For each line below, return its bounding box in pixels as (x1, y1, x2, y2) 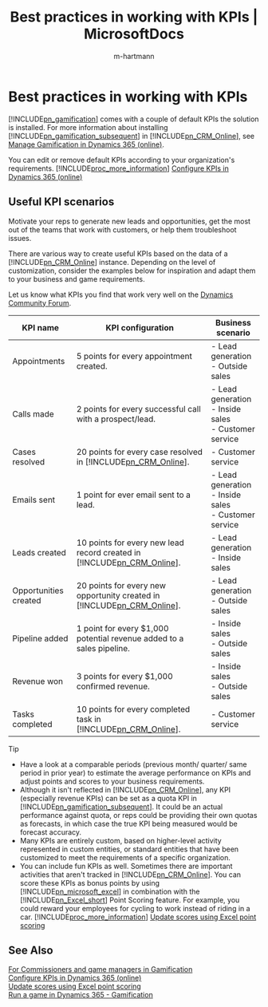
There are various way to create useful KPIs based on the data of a (8, 248, 229, 259)
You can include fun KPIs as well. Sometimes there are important (19, 861, 233, 871)
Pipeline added (12, 633, 69, 644)
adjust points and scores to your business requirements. (19, 776, 205, 786)
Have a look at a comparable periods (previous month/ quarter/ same (19, 759, 247, 769)
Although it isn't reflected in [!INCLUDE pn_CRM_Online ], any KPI (19, 784, 231, 794)
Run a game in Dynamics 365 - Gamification (8, 990, 153, 1000)
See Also (8, 943, 53, 957)
